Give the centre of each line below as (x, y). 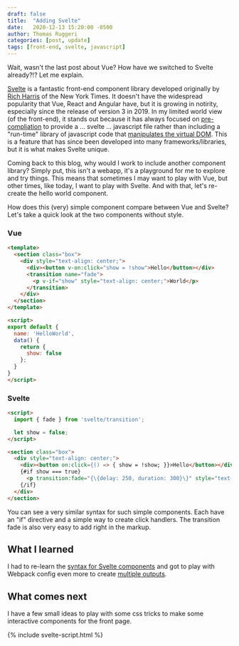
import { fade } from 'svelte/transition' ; (79, 420)
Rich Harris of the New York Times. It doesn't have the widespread (105, 96)
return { (33, 347)
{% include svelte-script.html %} (55, 635)
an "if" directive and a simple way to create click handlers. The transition (114, 519)
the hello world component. (68, 193)
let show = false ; (41, 432)
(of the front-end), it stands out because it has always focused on (103, 119)
